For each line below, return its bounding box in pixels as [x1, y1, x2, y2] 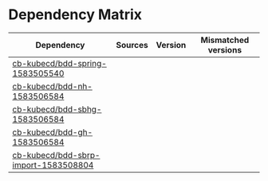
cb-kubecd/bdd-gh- [12, 126, 93, 137]
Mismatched [200, 34, 250, 45]
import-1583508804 [12, 159, 94, 171]
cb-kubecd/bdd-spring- [12, 57, 108, 69]
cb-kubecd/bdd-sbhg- [12, 104, 102, 115]
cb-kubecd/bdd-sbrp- [12, 149, 100, 160]
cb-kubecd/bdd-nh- [12, 81, 93, 92]
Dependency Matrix [8, 6, 142, 24]
